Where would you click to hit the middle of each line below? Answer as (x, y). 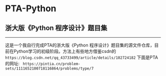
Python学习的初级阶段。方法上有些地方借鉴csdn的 (65, 51)
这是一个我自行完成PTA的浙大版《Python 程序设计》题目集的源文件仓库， (80, 45)
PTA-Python (31, 9)
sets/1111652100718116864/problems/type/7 (49, 69)
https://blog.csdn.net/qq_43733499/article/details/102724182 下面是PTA (82, 57)
